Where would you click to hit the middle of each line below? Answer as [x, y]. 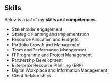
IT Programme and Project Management [52, 55]
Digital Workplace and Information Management [59, 70]
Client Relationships [31, 75]
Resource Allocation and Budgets [45, 39]
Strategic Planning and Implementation [50, 34]
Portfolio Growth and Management [46, 44]
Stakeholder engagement [37, 29]
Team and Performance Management [49, 50]
